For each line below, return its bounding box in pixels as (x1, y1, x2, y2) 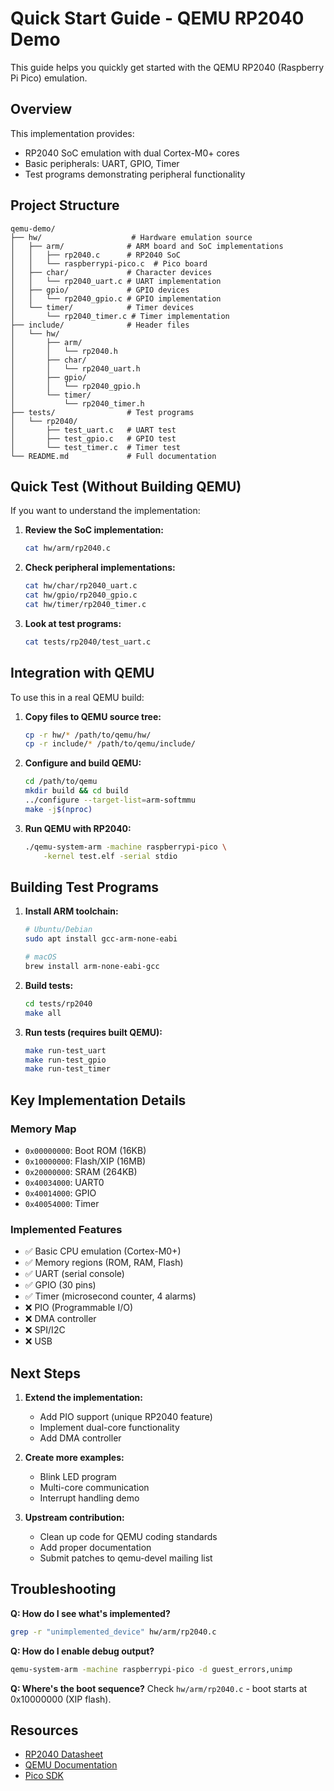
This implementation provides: (10, 127, 135, 139)
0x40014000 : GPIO (24, 1187, 97, 1199)
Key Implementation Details (10, 1092, 187, 1109)
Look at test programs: (24, 617, 122, 629)
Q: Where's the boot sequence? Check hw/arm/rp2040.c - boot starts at (10, 1682, 308, 1694)
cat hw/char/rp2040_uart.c (24, 581, 138, 591)
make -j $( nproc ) (24, 804, 93, 814)
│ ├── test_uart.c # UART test (10, 425, 177, 435)
